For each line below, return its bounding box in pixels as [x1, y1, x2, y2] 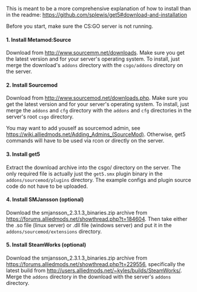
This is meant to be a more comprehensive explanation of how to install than [6, 5, 191, 12]
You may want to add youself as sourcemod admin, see [6, 125, 141, 132]
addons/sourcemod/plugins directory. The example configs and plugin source [6, 176, 192, 183]
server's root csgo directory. [6, 113, 74, 120]
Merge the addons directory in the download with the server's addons [6, 273, 172, 280]
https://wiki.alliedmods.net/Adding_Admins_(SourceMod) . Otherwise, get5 [6, 131, 186, 138]
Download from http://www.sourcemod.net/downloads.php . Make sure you [6, 94, 188, 102]
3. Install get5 [6, 151, 41, 158]
